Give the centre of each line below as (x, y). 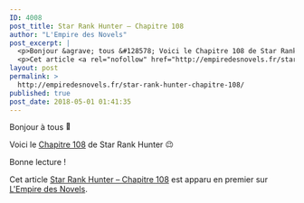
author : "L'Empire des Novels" (68, 34)
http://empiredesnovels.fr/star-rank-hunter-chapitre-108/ (131, 85)
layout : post (34, 69)
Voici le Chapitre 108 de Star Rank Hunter (86, 144)
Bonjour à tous (37, 127)
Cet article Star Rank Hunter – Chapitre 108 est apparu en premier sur (139, 180)
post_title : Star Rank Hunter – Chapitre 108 (96, 26)
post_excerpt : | (40, 43)
